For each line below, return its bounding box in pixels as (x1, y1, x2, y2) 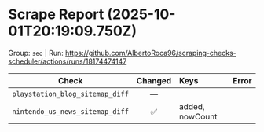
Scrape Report (8, 5, 104, 24)
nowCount (179, 111, 218, 122)
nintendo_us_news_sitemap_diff (12, 107, 130, 115)
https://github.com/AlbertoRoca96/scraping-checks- (65, 48, 237, 57)
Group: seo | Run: (8, 48, 64, 57)
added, (179, 101, 206, 112)
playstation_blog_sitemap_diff (12, 89, 130, 98)
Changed (136, 75, 172, 86)
